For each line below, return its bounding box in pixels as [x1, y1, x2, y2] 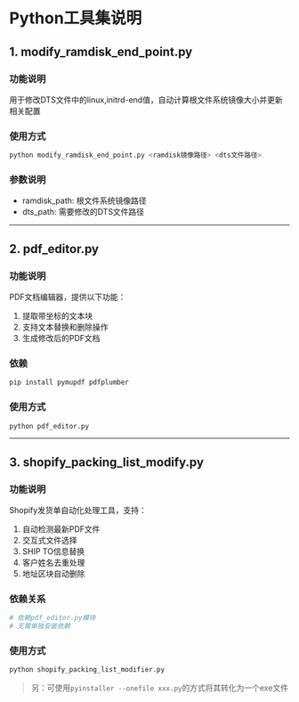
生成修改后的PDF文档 [21, 333, 101, 344]
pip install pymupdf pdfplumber [9, 378, 129, 388]
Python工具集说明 [9, 8, 142, 29]
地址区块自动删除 [21, 568, 85, 579]
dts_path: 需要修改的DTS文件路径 [21, 207, 145, 217]
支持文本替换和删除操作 [21, 322, 109, 332]
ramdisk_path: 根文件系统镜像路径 [21, 195, 147, 206]
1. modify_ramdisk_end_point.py [9, 44, 193, 59]
